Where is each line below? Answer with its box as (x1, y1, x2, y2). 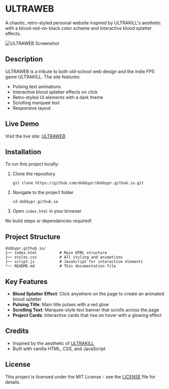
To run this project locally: (5, 161, 60, 167)
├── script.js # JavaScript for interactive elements (5, 259, 143, 264)
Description (5, 55, 43, 64)
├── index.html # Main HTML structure (5, 251, 107, 256)
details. (5, 379, 21, 385)
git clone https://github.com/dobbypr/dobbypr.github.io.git (12, 180, 144, 186)
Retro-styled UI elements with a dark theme (12, 94, 103, 100)
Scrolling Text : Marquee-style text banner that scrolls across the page (12, 307, 159, 313)
